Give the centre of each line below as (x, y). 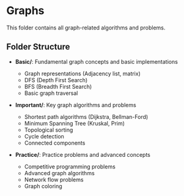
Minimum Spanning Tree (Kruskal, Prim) (75, 123)
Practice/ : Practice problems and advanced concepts (83, 154)
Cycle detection (44, 136)
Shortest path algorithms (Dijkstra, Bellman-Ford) (86, 116)
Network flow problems (54, 179)
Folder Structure (38, 47)
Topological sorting (49, 130)
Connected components (55, 143)
